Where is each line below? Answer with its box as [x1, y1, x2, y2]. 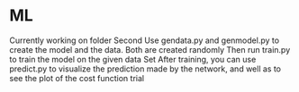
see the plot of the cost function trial [9, 72, 145, 83]
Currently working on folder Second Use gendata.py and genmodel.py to [9, 35, 280, 46]
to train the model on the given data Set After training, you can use [9, 54, 257, 64]
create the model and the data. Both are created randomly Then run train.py [9, 44, 291, 54]
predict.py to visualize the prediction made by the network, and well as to [9, 63, 282, 74]
